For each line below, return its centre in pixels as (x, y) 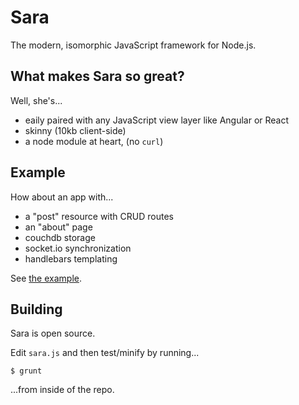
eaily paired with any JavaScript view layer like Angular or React (157, 120)
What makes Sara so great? (97, 76)
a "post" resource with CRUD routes (99, 216)
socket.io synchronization (78, 248)
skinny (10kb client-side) (75, 130)
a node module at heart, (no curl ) (94, 141)
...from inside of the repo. (62, 390)
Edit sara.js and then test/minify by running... (105, 353)
